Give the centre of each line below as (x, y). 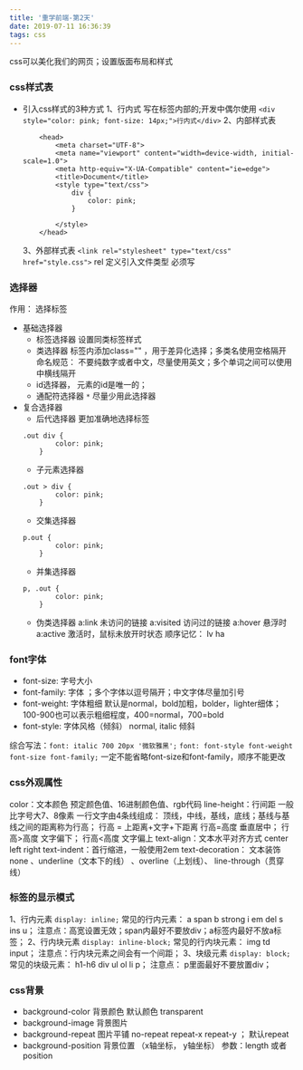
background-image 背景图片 (75, 1023)
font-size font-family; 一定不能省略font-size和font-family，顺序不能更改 (148, 757)
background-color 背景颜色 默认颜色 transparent (113, 1012)
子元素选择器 (60, 469)
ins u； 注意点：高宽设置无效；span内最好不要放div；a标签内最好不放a (142, 930)
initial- (278, 153)
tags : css (28, 34)
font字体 (28, 660)
